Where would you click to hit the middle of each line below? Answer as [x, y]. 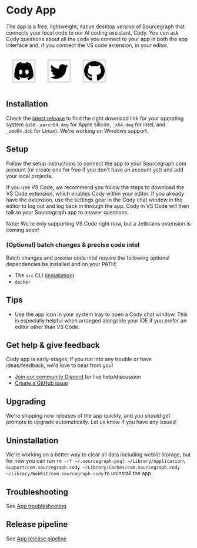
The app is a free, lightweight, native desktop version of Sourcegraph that [96, 26]
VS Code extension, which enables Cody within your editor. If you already [95, 193]
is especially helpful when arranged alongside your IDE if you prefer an [101, 320]
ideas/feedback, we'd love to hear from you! [60, 365]
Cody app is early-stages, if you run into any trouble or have [79, 359]
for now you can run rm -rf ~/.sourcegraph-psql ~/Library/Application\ [96, 461]
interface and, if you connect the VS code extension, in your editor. [87, 45]
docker [23, 282]
